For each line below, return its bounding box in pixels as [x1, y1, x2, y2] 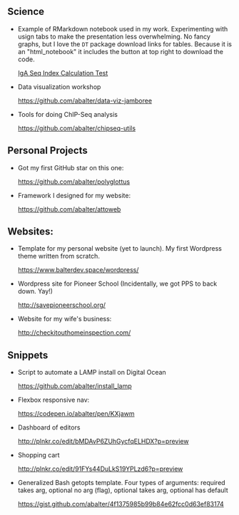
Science [7, 6, 45, 18]
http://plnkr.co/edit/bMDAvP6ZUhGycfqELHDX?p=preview [17, 437, 189, 446]
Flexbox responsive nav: [17, 395, 90, 405]
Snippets [7, 349, 49, 361]
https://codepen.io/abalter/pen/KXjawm [17, 410, 135, 418]
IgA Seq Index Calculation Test [17, 68, 108, 77]
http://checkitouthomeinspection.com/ [17, 328, 131, 337]
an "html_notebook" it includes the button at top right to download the [17, 47, 223, 56]
